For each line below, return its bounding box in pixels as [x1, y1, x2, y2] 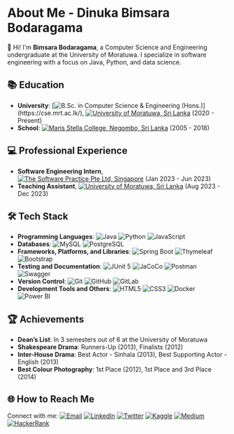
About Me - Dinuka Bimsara [7, 5, 170, 21]
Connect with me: [7, 412, 58, 420]
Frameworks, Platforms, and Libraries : [17, 247, 131, 256]
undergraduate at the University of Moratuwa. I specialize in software [7, 50, 207, 59]
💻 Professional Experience [7, 145, 128, 157]
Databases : [17, 240, 52, 248]
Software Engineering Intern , [17, 167, 103, 175]
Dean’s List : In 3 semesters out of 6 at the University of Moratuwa [17, 335, 208, 344]
